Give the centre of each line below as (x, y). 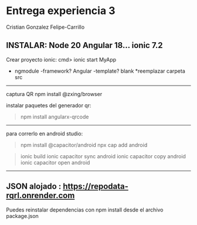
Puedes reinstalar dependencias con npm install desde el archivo (85, 210)
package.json (23, 216)
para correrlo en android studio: (45, 134)
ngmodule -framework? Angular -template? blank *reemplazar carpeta (100, 71)
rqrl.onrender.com (40, 195)
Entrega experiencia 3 (61, 11)
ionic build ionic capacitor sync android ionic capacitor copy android (103, 156)
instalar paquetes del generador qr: (49, 105)
